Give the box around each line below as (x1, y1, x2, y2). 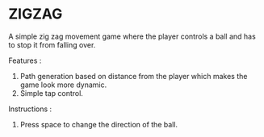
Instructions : (8, 104, 52, 114)
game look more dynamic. (19, 80, 107, 89)
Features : (8, 56, 42, 65)
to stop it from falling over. (8, 39, 96, 49)
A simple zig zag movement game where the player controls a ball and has (8, 31, 256, 41)
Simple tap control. (19, 88, 83, 98)
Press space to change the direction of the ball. (19, 119, 178, 129)
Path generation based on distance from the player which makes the (19, 71, 248, 81)
